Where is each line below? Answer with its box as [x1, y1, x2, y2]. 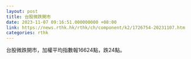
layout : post [6, 8, 38, 14]
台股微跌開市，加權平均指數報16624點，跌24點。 [6, 47, 125, 54]
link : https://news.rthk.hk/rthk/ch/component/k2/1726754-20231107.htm [6, 24, 185, 31]
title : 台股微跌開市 [6, 14, 51, 20]
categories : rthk [6, 30, 49, 36]
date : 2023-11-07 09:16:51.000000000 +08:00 [6, 19, 117, 25]
